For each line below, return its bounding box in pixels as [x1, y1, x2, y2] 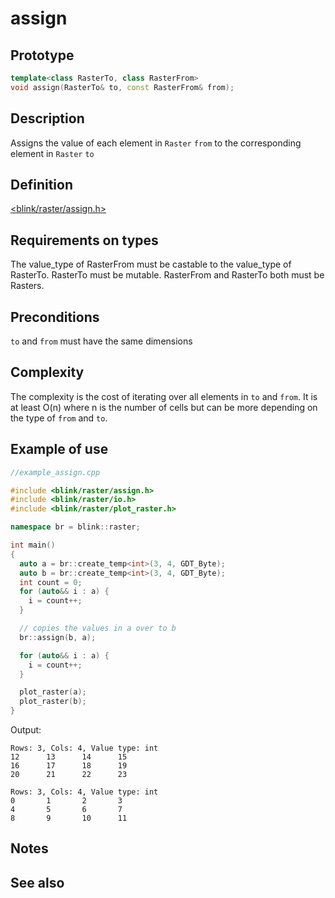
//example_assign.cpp [10, 467, 101, 477]
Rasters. [10, 280, 45, 292]
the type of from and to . [10, 412, 108, 424]
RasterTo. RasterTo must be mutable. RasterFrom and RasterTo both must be [10, 269, 325, 281]
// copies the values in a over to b [19, 623, 177, 633]
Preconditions [10, 308, 100, 326]
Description [10, 110, 85, 127]
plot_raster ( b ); [19, 697, 87, 707]
